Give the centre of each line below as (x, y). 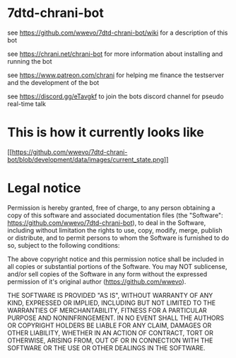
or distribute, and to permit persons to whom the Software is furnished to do (118, 238)
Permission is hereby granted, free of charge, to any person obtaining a (111, 207)
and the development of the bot (53, 82)
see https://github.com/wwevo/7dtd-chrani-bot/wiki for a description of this (118, 33)
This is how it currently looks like (106, 133)
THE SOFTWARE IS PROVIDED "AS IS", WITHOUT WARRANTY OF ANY (110, 295)
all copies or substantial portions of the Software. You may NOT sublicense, (117, 266)
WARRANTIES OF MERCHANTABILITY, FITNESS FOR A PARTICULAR (107, 310)
